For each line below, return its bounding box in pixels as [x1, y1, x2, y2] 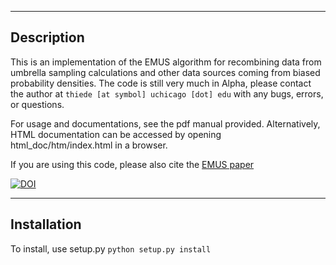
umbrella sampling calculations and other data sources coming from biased [10, 66, 321, 78]
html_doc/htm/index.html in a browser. [10, 139, 168, 151]
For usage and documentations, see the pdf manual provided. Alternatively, [10, 117, 321, 130]
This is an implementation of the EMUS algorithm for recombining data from [10, 56, 322, 68]
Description [10, 29, 85, 46]
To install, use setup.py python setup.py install [10, 242, 212, 255]
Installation [10, 216, 82, 233]
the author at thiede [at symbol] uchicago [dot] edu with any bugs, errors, [10, 87, 324, 100]
